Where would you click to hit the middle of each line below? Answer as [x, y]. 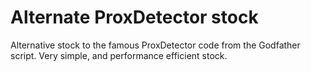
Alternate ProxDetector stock [134, 17]
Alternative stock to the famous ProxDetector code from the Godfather [155, 45]
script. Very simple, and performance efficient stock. [119, 55]
